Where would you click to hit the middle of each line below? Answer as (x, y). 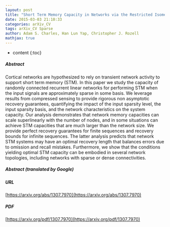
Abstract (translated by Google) (40, 169)
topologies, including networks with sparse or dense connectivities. (76, 158)
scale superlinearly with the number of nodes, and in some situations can (82, 120)
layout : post (19, 10)
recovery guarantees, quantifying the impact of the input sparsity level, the (83, 104)
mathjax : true (20, 39)
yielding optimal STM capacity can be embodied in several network (75, 152)
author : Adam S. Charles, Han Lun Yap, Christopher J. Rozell (72, 33)
